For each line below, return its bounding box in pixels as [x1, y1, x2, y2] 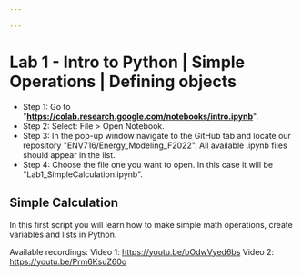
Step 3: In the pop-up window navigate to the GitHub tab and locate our [22, 130, 291, 141]
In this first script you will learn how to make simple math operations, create [9, 219, 293, 230]
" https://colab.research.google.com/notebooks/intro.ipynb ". [22, 111, 259, 122]
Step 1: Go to [22, 101, 71, 112]
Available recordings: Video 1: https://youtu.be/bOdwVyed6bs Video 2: [9, 246, 275, 257]
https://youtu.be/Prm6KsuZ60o [9, 256, 127, 267]
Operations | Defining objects [9, 71, 237, 92]
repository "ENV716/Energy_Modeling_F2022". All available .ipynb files [22, 140, 288, 151]
